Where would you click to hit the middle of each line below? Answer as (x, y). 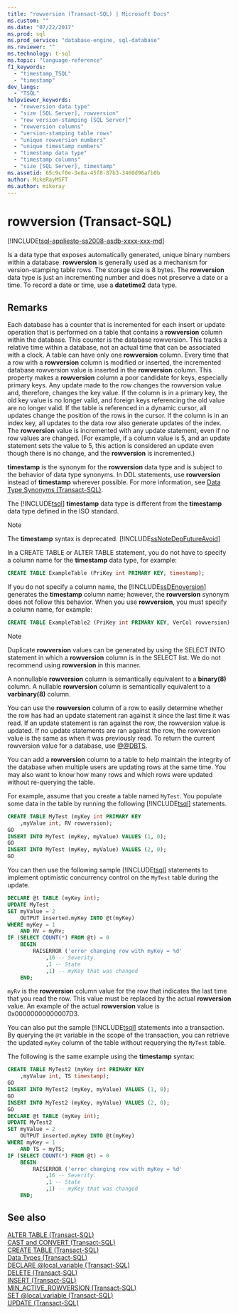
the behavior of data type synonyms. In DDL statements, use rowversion (114, 475)
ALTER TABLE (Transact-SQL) (51, 1235)
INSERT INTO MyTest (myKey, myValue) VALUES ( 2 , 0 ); (87, 850)
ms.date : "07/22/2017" (41, 27)
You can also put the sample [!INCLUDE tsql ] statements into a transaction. (116, 1028)
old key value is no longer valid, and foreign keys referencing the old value (116, 400)
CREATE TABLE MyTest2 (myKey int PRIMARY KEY (76, 1070)
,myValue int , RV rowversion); (66, 823)
